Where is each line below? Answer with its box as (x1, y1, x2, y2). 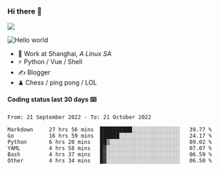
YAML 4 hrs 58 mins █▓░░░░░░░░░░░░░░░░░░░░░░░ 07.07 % (7, 145, 213, 152)
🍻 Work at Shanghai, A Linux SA (17, 50, 112, 58)
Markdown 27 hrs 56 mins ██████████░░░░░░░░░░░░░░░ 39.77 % (7, 126, 213, 133)
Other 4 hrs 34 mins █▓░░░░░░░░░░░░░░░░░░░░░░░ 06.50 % (7, 157, 213, 164)
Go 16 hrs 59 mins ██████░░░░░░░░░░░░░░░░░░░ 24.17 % (7, 132, 213, 139)
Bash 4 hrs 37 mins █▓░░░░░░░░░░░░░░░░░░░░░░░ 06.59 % (7, 150, 213, 158)
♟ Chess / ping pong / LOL (17, 78, 98, 87)
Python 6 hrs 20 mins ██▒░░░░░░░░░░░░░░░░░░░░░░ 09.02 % (7, 138, 213, 145)
